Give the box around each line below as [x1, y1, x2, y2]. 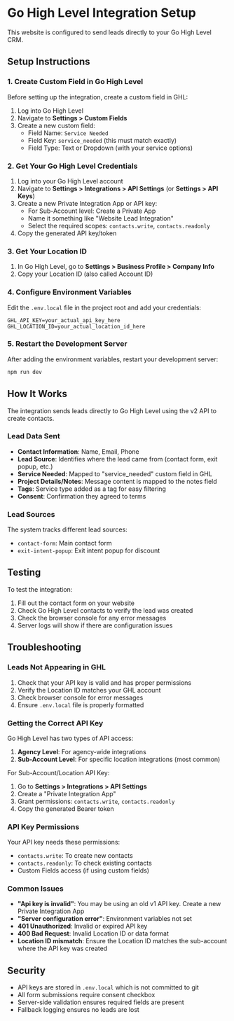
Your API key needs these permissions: [7, 838, 121, 847]
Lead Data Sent [7, 431, 61, 441]
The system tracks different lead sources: [7, 525, 128, 534]
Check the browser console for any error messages [17, 613, 167, 622]
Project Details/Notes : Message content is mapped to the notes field [17, 477, 217, 485]
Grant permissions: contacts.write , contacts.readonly [17, 797, 175, 805]
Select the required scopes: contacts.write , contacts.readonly [27, 221, 210, 230]
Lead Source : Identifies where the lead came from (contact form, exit [17, 454, 218, 463]
